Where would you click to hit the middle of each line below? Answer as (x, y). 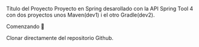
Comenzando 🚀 (26, 26)
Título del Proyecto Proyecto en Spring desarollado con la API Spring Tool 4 (100, 9)
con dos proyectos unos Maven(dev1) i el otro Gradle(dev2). (81, 15)
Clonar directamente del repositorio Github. (60, 38)
